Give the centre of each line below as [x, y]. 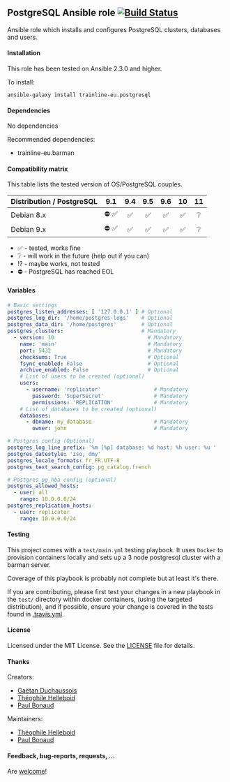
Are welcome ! [27, 772]
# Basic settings [32, 305]
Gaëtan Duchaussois [47, 691]
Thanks [18, 661]
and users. [23, 37]
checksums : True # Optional [99, 357]
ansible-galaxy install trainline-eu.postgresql [79, 95]
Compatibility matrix [38, 169]
